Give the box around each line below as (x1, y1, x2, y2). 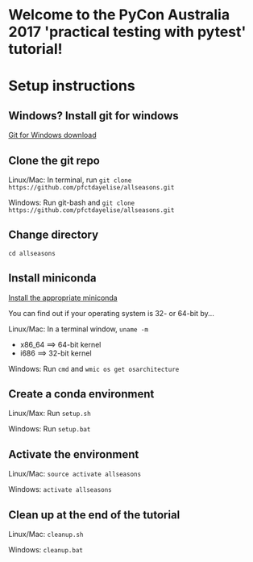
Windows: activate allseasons (8, 485, 113, 494)
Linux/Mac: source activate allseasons (8, 469, 142, 479)
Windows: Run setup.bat (8, 424, 91, 434)
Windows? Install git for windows (8, 109, 179, 123)
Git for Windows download (8, 131, 97, 140)
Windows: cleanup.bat (8, 545, 83, 555)
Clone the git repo (8, 153, 101, 167)
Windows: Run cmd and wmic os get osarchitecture (8, 364, 180, 373)
